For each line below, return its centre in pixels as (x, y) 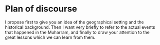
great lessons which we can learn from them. (50, 37)
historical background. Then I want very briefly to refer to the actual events (80, 27)
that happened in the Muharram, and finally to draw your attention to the (77, 32)
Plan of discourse (41, 9)
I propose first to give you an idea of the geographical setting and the (75, 22)
